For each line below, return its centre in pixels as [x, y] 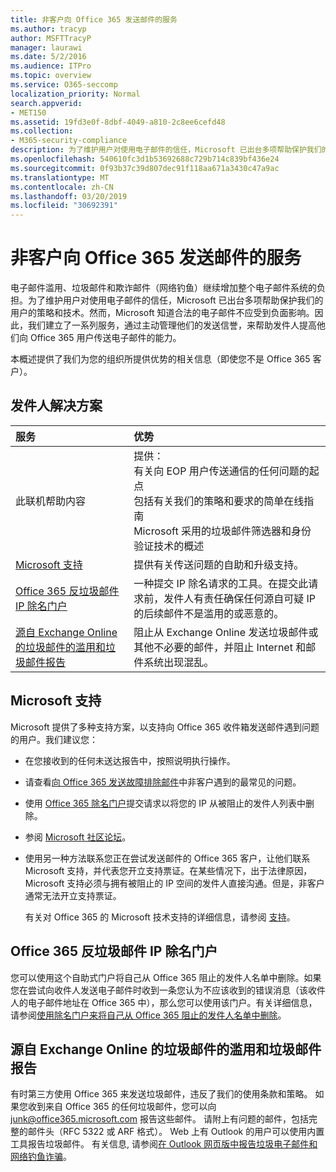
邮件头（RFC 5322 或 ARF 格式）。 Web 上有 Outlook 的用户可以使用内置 [176, 1132]
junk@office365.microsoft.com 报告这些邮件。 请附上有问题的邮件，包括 [159, 1119]
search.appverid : [46, 103]
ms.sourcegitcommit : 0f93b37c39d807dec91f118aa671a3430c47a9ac [145, 168]
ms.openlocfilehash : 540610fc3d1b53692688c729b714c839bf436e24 [145, 159]
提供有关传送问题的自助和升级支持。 [219, 564]
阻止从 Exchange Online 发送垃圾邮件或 [226, 632]
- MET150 [28, 112]
